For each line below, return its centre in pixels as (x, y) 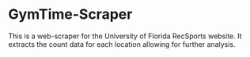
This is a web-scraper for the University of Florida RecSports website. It (125, 36)
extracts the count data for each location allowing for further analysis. (122, 44)
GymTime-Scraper (70, 14)
